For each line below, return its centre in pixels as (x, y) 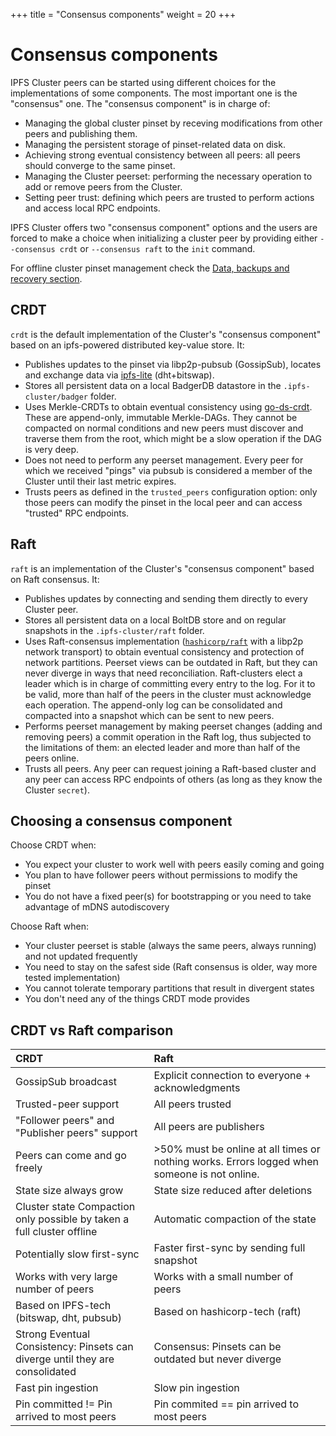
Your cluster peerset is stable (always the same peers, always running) (170, 946)
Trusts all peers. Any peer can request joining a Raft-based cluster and (170, 768)
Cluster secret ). (57, 790)
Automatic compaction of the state (235, 1219)
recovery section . (46, 278)
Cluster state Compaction (75, 1207)
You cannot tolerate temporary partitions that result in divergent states (169, 988)
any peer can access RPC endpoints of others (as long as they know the (173, 779)
